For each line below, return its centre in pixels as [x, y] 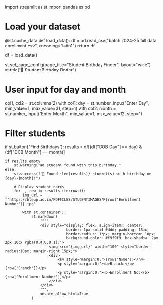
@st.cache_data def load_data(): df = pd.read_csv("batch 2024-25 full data [81, 40]
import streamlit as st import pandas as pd [48, 7]
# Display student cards [39, 187]
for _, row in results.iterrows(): [50, 191]
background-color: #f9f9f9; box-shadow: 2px [112, 238]
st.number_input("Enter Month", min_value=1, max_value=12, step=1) [74, 113]
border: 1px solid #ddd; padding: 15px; [108, 230]
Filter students [35, 133]
